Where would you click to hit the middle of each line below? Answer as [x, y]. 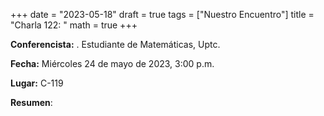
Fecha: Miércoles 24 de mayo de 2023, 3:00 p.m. [112, 63]
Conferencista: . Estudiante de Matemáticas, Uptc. [115, 44]
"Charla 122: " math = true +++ [74, 25]
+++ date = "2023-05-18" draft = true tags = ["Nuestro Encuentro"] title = [162, 14]
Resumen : [31, 102]
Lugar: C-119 [37, 83]
